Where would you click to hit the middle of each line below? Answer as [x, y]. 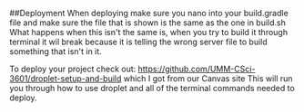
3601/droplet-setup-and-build [66, 79]
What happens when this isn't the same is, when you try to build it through [149, 32]
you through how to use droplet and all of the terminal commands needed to [152, 88]
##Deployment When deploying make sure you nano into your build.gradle [149, 13]
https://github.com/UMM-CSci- [197, 69]
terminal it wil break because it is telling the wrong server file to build [139, 42]
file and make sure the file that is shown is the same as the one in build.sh [148, 23]
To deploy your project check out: [73, 69]
